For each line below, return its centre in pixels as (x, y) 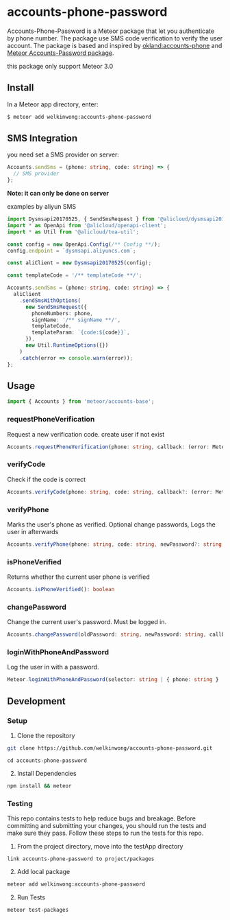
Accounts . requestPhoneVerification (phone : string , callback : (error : (108, 447)
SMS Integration (42, 138)
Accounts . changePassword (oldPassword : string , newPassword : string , (107, 635)
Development (37, 701)
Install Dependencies (47, 773)
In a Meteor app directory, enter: (53, 104)
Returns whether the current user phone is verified (78, 577)
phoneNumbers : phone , (63, 313)
